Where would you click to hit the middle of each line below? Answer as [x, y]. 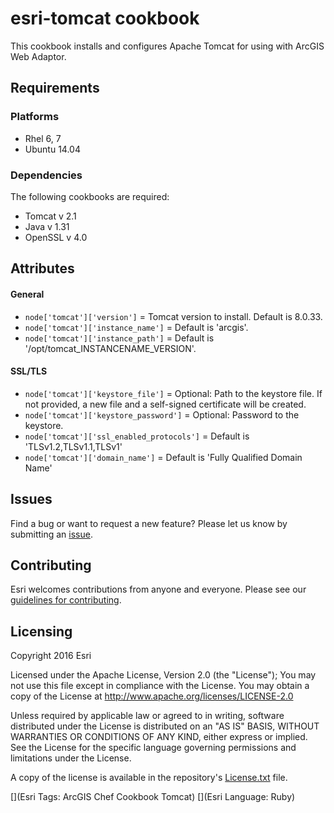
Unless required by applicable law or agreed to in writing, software [147, 716]
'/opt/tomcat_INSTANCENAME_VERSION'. [110, 348]
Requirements [55, 88]
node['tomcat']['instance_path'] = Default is [119, 338]
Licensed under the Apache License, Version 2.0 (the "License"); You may [163, 675]
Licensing [41, 631]
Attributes [42, 268]
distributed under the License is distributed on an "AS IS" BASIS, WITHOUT [165, 726]
